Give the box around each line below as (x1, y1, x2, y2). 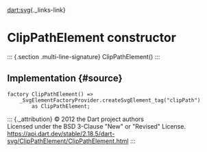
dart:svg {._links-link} (7, 6, 66, 14)
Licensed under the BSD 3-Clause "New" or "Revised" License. (7, 122, 186, 130)
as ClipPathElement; (32, 102, 90, 109)
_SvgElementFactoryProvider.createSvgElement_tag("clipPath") (19, 96, 201, 104)
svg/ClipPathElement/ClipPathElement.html (7, 137, 129, 145)
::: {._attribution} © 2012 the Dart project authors (7, 115, 144, 123)
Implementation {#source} (7, 72, 123, 85)
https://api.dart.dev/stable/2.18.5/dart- (7, 129, 115, 138)
